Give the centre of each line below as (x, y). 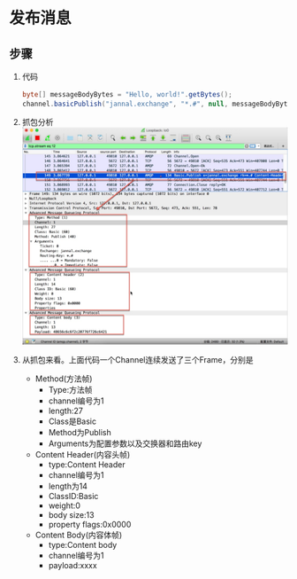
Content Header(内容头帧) (83, 455)
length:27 (66, 411)
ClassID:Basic (73, 497)
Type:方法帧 (70, 390)
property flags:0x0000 (90, 525)
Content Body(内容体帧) (79, 535)
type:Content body (83, 545)
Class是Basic (72, 421)
